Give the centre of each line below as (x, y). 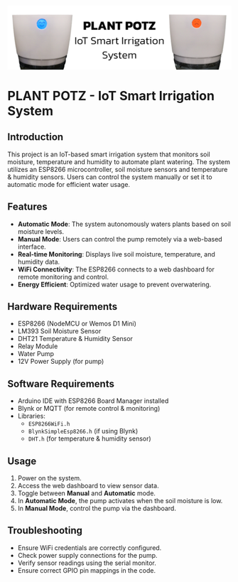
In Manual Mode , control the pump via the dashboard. (97, 508)
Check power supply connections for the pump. (87, 555)
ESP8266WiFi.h (49, 424)
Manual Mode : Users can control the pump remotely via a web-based (120, 239)
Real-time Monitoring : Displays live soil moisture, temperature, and (116, 254)
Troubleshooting (45, 530)
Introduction (36, 137)
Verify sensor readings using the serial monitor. (87, 563)
